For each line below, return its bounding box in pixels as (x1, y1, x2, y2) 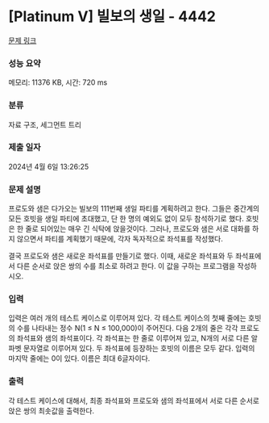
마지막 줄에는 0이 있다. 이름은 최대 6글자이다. (8, 354, 151, 363)
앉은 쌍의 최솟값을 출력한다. (8, 405, 95, 416)
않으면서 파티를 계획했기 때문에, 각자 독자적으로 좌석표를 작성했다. (16, 234, 223, 244)
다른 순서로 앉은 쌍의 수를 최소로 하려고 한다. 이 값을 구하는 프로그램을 (16, 262, 236, 271)
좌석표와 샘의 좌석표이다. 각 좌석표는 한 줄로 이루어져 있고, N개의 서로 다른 (16, 333, 250, 343)
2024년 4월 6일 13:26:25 (8, 161, 89, 171)
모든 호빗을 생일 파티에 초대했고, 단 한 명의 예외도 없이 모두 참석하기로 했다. (8, 214, 244, 224)
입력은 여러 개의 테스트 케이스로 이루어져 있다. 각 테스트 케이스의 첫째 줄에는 (8, 313, 247, 323)
